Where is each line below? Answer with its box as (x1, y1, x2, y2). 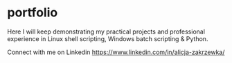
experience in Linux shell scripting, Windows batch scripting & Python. (7, 34, 208, 42)
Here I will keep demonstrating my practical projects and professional (7, 27, 206, 36)
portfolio (7, 5, 58, 21)
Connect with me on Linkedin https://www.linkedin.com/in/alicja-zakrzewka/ (7, 48, 225, 56)
